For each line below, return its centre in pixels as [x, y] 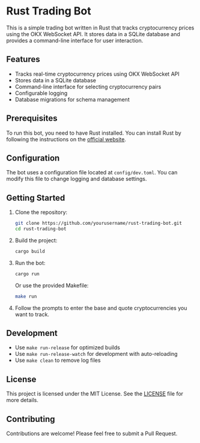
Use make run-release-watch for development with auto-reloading [96, 354]
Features [23, 59]
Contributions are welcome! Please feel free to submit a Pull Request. [92, 433]
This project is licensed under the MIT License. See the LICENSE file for [95, 394]
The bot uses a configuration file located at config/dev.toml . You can [92, 173]
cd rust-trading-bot [41, 229]
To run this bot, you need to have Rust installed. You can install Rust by [94, 133]
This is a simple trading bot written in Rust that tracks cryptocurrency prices [100, 28]
